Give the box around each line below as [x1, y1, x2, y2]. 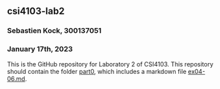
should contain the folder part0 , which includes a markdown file [7, 67, 187, 75]
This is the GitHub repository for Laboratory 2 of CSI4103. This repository [7, 60, 214, 68]
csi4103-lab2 [7, 5, 65, 17]
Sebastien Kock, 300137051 [7, 26, 102, 36]
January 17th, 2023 [7, 44, 73, 54]
